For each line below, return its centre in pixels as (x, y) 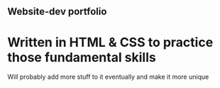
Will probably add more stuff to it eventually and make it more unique (108, 77)
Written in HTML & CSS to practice (110, 42)
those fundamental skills (82, 57)
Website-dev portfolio (57, 12)
